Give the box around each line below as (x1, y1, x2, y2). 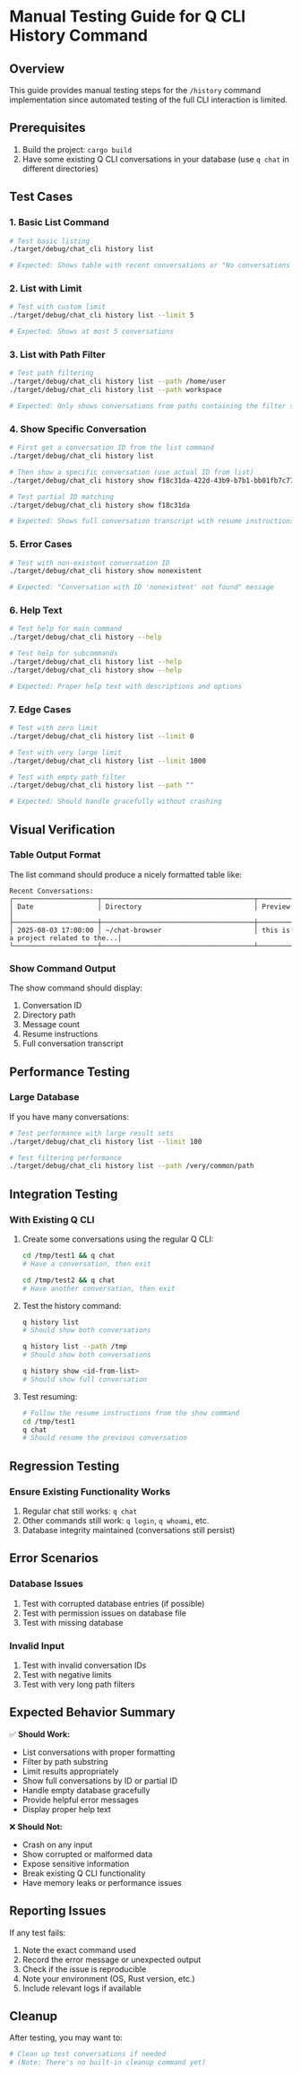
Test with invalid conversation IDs (21, 1660, 147, 1670)
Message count (21, 1019, 81, 1030)
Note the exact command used (21, 1944, 137, 1955)
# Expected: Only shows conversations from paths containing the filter (9, 401, 287, 410)
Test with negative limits (21, 1669, 112, 1679)
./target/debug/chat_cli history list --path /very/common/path (9, 1162, 254, 1171)
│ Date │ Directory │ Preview (9, 902, 291, 912)
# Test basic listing (9, 236, 90, 246)
